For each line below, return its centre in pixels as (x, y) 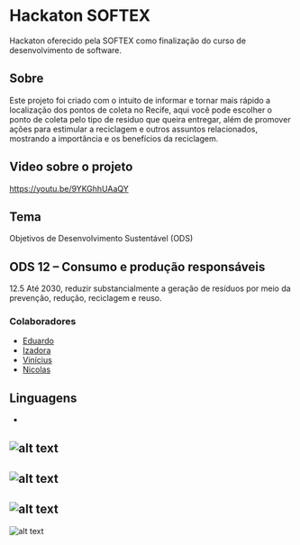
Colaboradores (43, 322)
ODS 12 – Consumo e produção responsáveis (137, 267)
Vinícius (37, 360)
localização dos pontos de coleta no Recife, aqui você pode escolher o (141, 110)
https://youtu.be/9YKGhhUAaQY (69, 188)
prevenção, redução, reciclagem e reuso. (86, 298)
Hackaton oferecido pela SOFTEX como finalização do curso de (127, 41)
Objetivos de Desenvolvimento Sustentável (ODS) (101, 239)
